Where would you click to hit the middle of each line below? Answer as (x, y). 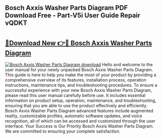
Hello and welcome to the (127, 64)
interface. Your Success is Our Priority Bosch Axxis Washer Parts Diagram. (79, 126)
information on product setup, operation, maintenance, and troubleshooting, (81, 100)
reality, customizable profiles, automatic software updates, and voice (74, 116)
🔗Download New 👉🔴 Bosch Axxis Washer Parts (79, 43)
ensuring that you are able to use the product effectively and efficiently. (76, 105)
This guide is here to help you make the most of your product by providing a (81, 75)
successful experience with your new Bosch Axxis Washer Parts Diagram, (79, 90)
